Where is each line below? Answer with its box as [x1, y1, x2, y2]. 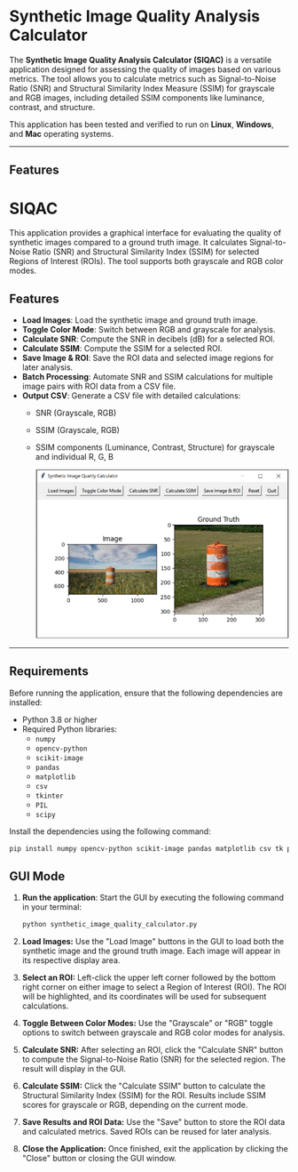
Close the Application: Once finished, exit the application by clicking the [21, 1144, 288, 1154]
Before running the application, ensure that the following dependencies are [9, 687, 284, 698]
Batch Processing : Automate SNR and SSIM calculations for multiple [21, 372, 273, 382]
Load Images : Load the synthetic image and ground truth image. [21, 315, 258, 325]
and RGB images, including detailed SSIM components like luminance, [9, 92, 265, 103]
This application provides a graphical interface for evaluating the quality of [9, 228, 282, 238]
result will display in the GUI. [21, 1064, 127, 1074]
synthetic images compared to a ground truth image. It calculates [9, 237, 248, 248]
